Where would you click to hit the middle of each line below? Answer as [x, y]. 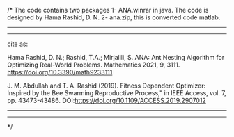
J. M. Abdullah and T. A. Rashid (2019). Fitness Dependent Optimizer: [107, 86]
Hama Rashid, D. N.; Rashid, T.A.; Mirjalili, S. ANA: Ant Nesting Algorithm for [116, 57]
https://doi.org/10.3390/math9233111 [60, 72]
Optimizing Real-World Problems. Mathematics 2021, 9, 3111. [94, 65]
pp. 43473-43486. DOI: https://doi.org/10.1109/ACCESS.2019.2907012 [107, 100]
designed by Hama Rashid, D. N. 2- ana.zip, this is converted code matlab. [114, 17]
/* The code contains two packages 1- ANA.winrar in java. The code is [108, 10]
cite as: [18, 44]
